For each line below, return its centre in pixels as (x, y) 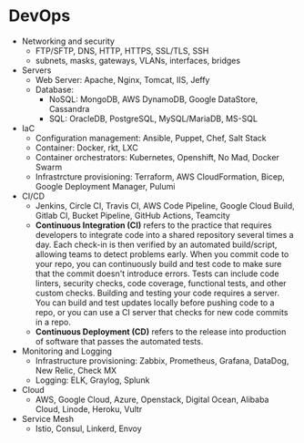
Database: (55, 89)
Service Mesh (48, 418)
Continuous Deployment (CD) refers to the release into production (161, 331)
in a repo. (53, 322)
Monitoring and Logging (67, 351)
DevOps (40, 16)
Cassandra (69, 108)
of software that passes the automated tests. (119, 341)
